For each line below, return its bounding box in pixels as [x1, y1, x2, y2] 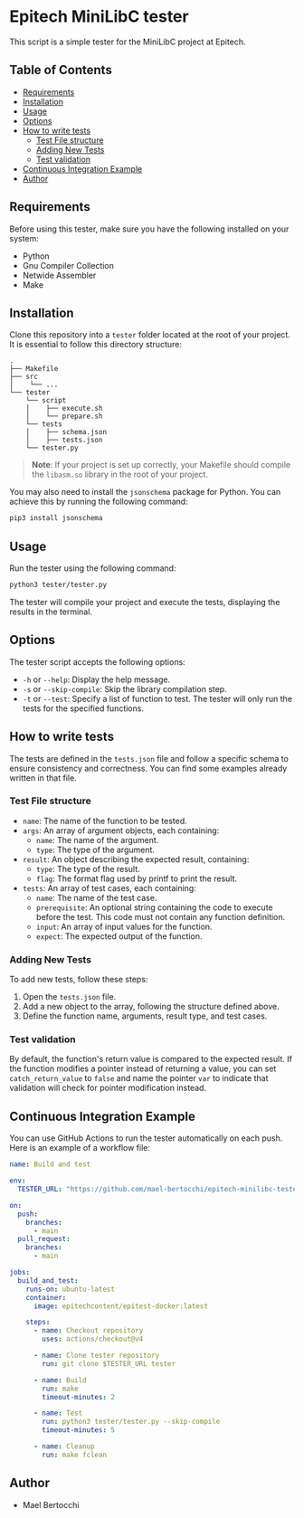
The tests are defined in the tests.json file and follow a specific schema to [9, 753, 290, 764]
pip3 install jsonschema [9, 514, 103, 523]
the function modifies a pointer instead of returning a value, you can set [9, 1063, 277, 1074]
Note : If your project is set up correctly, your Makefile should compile [31, 460, 291, 470]
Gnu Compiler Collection [22, 260, 115, 270]
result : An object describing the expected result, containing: [22, 853, 250, 865]
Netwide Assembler [22, 270, 97, 280]
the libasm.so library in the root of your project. [31, 469, 208, 480]
